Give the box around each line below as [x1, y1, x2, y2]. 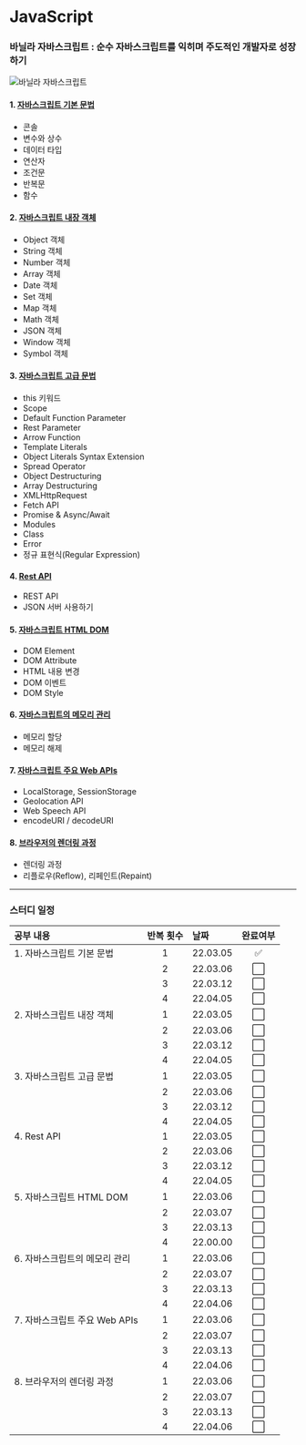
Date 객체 [22, 280, 58, 291]
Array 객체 [22, 268, 61, 279]
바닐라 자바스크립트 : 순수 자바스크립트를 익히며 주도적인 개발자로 [9, 41, 278, 54]
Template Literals [22, 442, 88, 453]
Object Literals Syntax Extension [22, 451, 145, 462]
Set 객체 [22, 291, 53, 302]
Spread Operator [22, 461, 87, 472]
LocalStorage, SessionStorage [22, 785, 137, 796]
